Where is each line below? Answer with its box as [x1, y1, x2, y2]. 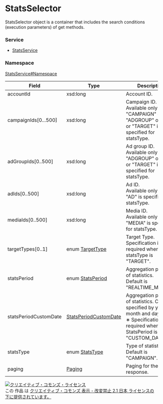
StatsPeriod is [126, 328, 158, 335]
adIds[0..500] [7, 190, 39, 197]
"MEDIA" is [126, 220, 151, 226]
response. [126, 368, 149, 375]
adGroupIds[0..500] [7, 158, 53, 165]
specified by [126, 304, 154, 311]
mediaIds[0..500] [7, 216, 48, 223]
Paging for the [126, 362, 159, 369]
